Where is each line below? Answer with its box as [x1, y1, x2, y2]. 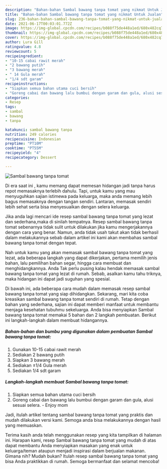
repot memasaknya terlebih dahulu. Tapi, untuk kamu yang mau [5, 188, 136, 194]
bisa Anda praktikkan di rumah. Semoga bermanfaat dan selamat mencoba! [5, 458, 160, 464]
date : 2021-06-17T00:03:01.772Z [5, 21, 72, 26]
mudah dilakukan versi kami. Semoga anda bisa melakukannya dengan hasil [5, 417, 161, 423]
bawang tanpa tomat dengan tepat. [5, 240, 77, 246]
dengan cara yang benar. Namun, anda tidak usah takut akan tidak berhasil [5, 229, 159, 235]
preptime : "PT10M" [5, 141, 43, 146]
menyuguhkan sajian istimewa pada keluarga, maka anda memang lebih [5, 193, 153, 199]
